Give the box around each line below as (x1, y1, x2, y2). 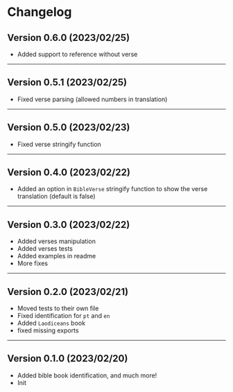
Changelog (7, 4, 72, 20)
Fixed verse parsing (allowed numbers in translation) (17, 95, 168, 103)
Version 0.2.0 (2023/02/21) (7, 285, 129, 298)
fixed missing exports (17, 326, 79, 335)
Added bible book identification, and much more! (17, 371, 157, 380)
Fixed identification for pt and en (17, 312, 110, 320)
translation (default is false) (17, 192, 96, 201)
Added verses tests (17, 244, 74, 253)
